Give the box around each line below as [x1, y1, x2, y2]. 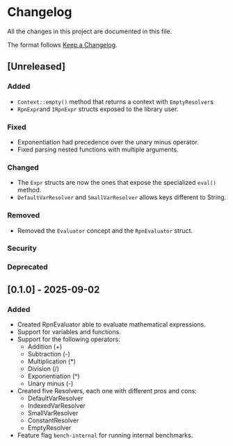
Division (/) [27, 365, 59, 373]
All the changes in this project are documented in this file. [7, 27, 172, 35]
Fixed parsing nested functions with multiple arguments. [17, 145, 179, 154]
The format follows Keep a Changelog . [7, 40, 118, 49]
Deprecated [7, 262, 49, 272]
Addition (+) [27, 342, 63, 351]
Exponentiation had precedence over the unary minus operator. [17, 138, 200, 146]
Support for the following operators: [17, 335, 120, 344]
